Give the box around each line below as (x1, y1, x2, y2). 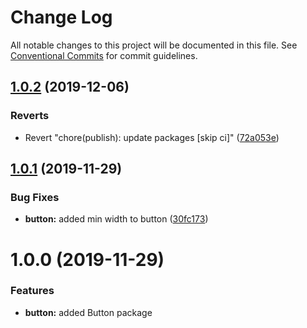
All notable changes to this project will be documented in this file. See (10, 39, 298, 51)
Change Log (10, 6, 113, 29)
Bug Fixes (10, 190, 60, 204)
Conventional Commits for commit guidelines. (10, 49, 198, 61)
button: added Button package (24, 306, 153, 318)
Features (10, 284, 55, 298)
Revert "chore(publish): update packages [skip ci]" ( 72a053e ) (24, 131, 280, 143)
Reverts (10, 109, 50, 123)
